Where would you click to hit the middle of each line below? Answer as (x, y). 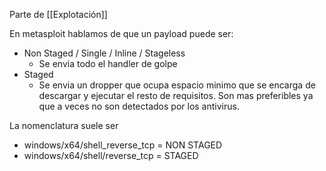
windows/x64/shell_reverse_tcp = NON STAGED (123, 145)
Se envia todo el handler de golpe (108, 63)
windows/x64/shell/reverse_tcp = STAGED (111, 155)
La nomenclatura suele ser (64, 125)
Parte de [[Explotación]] (58, 14)
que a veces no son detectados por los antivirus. (139, 106)
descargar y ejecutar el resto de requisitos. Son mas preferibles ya (176, 95)
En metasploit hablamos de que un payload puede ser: (121, 33)
